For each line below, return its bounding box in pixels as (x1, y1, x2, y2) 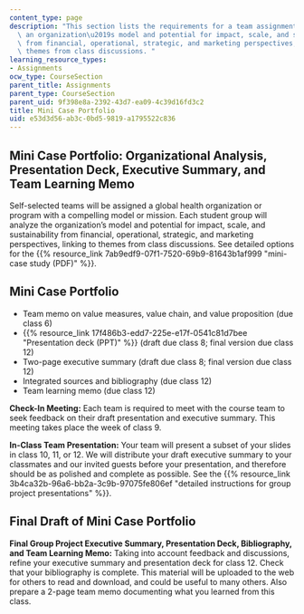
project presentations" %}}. (9, 487, 112, 498)
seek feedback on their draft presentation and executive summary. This (9, 412, 276, 423)
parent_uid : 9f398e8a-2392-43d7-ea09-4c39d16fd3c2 (9, 97, 204, 107)
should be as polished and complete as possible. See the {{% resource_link (9, 468, 291, 479)
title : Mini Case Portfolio (9, 106, 116, 115)
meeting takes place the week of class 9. (9, 422, 162, 433)
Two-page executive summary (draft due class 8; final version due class (22, 356, 292, 367)
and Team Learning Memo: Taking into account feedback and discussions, (9, 547, 290, 558)
